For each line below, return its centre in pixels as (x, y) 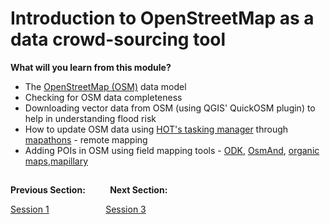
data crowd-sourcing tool (118, 39)
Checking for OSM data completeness (103, 97)
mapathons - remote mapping (86, 139)
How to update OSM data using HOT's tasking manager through (156, 129)
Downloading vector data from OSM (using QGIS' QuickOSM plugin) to (170, 108)
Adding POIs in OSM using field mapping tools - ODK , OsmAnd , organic (172, 150)
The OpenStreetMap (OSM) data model (105, 86)
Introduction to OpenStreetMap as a (162, 18)
